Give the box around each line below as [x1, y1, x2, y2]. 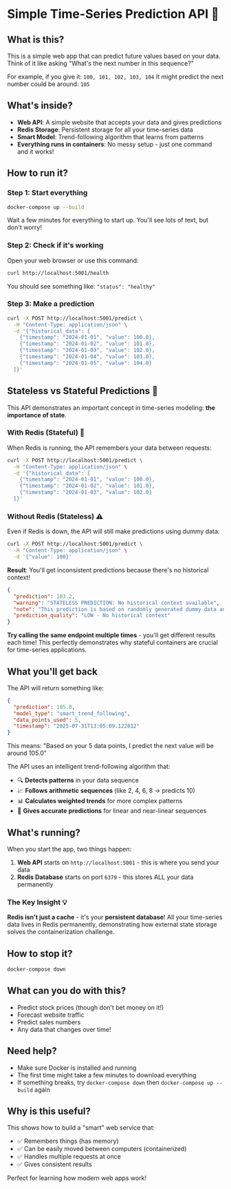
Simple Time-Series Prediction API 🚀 [7, 6, 219, 22]
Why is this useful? [7, 1106, 91, 1117]
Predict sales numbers [16, 1017, 81, 1026]
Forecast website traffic [16, 1011, 85, 1019]
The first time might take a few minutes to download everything [16, 1071, 197, 1079]
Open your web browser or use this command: [7, 256, 139, 265]
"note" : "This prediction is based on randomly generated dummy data [13, 606, 217, 612]
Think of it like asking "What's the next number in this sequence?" [7, 59, 195, 68]
